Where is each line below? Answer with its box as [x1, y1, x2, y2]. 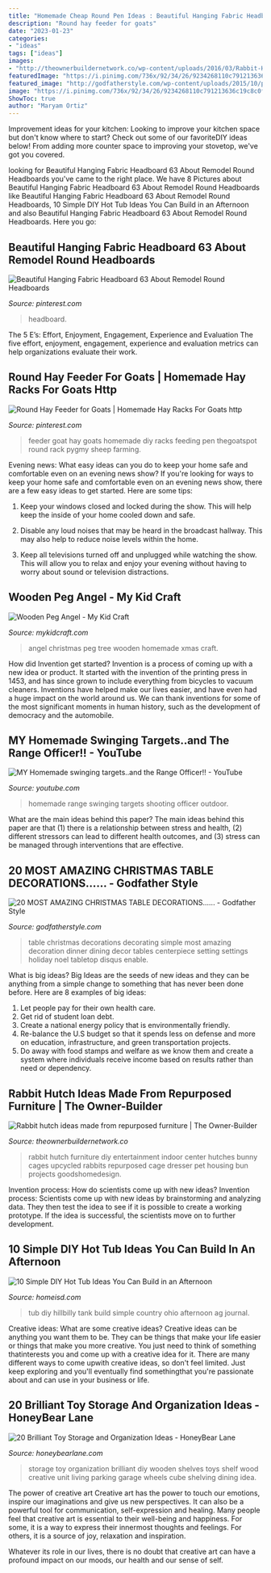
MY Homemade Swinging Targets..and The [8, 733, 230, 747]
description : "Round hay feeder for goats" [8, 19, 157, 27]
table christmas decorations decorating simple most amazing [27, 938, 231, 947]
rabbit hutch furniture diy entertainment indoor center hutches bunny [27, 1152, 258, 1161]
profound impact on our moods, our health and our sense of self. [8, 1555, 223, 1565]
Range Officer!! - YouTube [8, 746, 143, 760]
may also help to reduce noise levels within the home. [19, 534, 199, 543]
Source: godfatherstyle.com [8, 922, 102, 932]
